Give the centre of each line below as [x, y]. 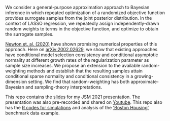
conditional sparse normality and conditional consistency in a [69, 76]
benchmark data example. [32, 113]
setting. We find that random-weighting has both [79, 82]
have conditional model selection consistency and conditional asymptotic [82, 55]
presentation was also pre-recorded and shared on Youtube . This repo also [84, 102]
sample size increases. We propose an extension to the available [73, 66]
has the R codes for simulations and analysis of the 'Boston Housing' [77, 108]
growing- [144, 76]
